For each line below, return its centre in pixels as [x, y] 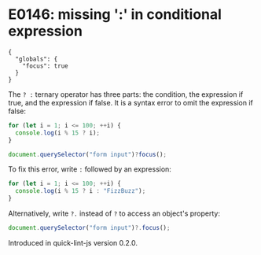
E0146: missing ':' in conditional [115, 15]
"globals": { [37, 59]
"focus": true [45, 66]
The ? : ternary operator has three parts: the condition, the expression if [126, 94]
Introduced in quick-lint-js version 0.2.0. [73, 242]
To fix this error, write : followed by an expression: [90, 169]
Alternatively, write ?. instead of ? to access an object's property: [114, 213]
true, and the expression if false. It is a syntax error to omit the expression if [130, 102]
